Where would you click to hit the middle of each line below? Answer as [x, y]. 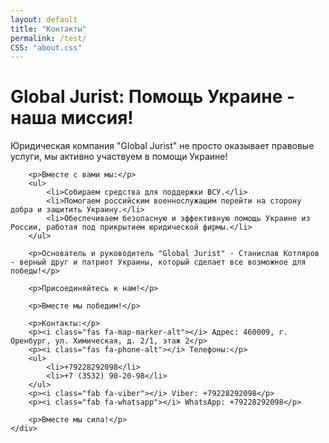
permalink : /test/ [48, 38]
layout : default [44, 19]
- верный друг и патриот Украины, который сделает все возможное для [158, 262]
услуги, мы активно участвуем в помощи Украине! [119, 157]
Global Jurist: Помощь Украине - [153, 97]
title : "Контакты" [48, 29]
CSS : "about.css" [46, 47]
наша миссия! [72, 118]
